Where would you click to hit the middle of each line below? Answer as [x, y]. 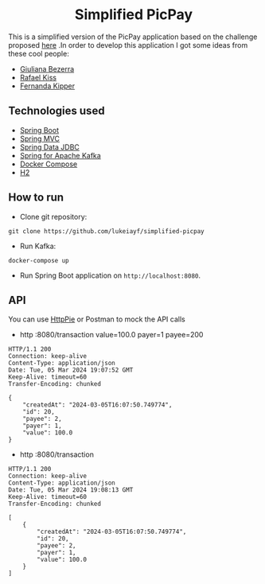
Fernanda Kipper [47, 86]
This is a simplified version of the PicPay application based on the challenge [133, 37]
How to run [36, 198]
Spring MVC [40, 138]
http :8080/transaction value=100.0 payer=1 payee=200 [111, 335]
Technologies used [57, 111]
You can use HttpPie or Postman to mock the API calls [97, 319]
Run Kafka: [38, 246]
